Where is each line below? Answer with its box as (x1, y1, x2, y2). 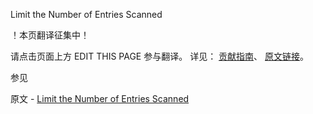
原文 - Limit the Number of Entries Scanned (10, 93, 190, 104)
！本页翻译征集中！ (10, 29, 90, 41)
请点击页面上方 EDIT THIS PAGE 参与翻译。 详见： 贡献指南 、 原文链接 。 (10, 50, 310, 62)
